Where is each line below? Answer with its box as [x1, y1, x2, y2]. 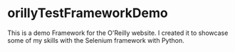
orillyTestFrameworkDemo [7, 5, 169, 21]
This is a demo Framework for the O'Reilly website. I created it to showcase [7, 28, 229, 37]
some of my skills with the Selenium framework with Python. [7, 36, 184, 44]
